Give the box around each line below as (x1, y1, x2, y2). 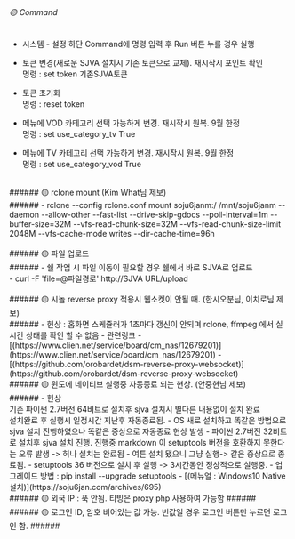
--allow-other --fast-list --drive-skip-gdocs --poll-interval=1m (41, 209, 269, 221)
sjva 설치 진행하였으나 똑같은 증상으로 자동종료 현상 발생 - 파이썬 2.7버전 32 (9, 426, 274, 437)
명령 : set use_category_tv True (21, 129, 136, 140)
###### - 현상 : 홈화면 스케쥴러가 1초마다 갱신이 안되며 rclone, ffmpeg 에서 (9, 319, 274, 330)
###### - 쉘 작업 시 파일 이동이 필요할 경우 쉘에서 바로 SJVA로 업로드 (9, 262, 253, 273)
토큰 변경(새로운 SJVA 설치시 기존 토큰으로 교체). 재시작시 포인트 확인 (21, 58, 264, 68)
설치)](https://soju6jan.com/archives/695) (9, 482, 162, 493)
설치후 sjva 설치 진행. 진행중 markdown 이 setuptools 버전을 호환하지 (18, 438, 261, 448)
